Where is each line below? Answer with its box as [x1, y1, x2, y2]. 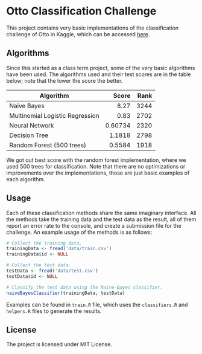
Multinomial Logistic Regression [9, 111, 99, 120]
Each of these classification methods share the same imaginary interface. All [6, 209, 197, 216]
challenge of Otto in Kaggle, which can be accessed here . [6, 30, 150, 37]
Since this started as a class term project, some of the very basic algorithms [6, 64, 195, 71]
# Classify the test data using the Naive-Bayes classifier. [6, 284, 163, 291]
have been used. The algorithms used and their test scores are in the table [6, 71, 191, 78]
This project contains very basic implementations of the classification [6, 24, 179, 31]
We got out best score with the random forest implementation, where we [6, 156, 186, 164]
